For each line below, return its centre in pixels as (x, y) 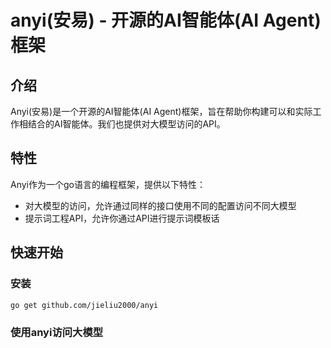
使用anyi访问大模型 (57, 333)
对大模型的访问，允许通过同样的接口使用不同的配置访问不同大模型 (160, 205)
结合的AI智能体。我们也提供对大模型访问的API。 (126, 124)
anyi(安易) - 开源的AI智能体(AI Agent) (166, 20)
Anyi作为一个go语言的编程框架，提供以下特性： (108, 184)
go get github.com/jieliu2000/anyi (84, 305)
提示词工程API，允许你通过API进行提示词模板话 (122, 218)
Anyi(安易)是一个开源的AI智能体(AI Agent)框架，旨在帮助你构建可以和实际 (161, 111)
